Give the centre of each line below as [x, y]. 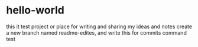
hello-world [35, 10]
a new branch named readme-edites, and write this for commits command [97, 32]
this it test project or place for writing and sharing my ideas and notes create [99, 26]
